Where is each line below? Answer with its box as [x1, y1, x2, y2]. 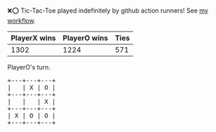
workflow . [7, 17, 36, 25]
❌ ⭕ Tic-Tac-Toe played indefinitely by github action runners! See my [7, 6, 209, 15]
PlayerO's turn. [7, 63, 51, 71]
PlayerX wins [11, 33, 56, 43]
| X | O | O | [7, 112, 56, 119]
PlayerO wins [63, 33, 108, 43]
